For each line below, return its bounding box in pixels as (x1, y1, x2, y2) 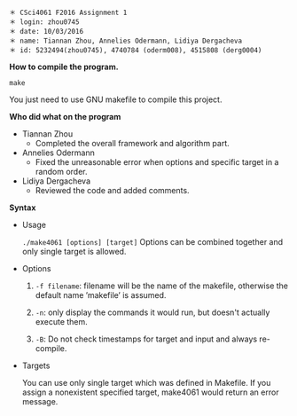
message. (21, 396, 59, 406)
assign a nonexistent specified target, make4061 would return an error (21, 387, 279, 397)
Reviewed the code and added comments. (35, 185, 190, 195)
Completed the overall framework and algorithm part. (35, 138, 231, 148)
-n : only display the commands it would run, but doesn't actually (35, 307, 270, 318)
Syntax (9, 202, 36, 213)
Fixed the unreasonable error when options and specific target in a (35, 157, 279, 167)
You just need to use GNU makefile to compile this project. (9, 94, 223, 105)
